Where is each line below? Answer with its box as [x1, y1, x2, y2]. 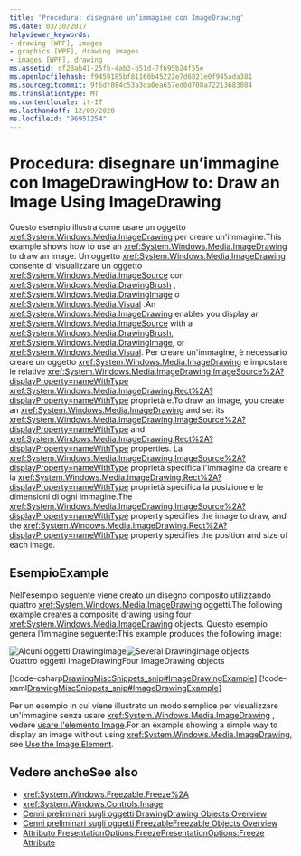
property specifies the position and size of [130, 530, 288, 541]
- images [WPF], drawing [9, 55, 103, 64]
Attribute [22, 837, 56, 848]
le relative [9, 366, 46, 377]
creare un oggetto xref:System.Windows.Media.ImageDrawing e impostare [9, 357, 288, 368]
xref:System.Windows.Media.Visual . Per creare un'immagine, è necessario [9, 347, 287, 358]
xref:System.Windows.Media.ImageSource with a [9, 318, 193, 329]
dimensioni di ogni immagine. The [9, 491, 133, 503]
